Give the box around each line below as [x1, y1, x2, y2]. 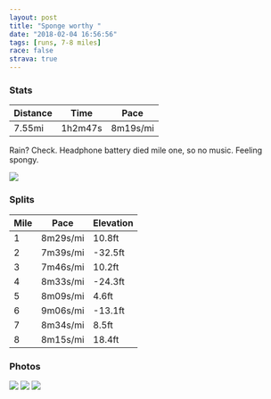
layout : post [9, 12, 58, 22]
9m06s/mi [41, 304, 85, 317]
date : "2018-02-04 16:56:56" [9, 29, 118, 38]
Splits [9, 194, 35, 206]
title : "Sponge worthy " [9, 21, 102, 30]
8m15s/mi [41, 333, 85, 345]
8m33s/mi [41, 275, 85, 287]
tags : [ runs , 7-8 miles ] [9, 37, 102, 47]
